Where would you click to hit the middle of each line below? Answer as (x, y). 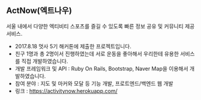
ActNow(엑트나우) (39, 11)
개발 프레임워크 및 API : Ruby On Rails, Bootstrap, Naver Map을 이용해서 (101, 68)
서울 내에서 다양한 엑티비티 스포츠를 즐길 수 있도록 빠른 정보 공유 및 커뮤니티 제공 (100, 26)
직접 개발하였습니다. (45, 61)
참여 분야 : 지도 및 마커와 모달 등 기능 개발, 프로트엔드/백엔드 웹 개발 (94, 83)
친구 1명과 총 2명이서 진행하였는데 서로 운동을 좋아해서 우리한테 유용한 (97, 54)
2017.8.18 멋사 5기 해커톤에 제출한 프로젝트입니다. (73, 46)
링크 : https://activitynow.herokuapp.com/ (66, 90)
